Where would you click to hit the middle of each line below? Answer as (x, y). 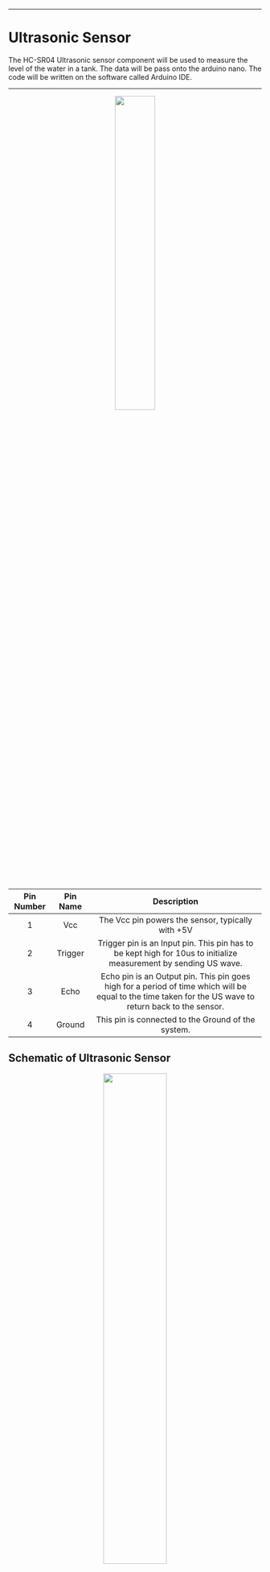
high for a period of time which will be (175, 986)
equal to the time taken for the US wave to (176, 996)
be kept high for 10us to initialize (176, 953)
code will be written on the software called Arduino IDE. (100, 76)
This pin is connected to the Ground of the (176, 1019)
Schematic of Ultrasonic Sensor (90, 1058)
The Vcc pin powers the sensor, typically (176, 920)
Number (30, 906)
